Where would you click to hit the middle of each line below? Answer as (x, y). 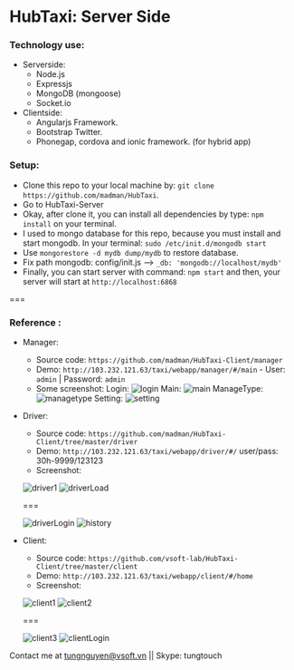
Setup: (24, 165)
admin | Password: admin (81, 379)
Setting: (109, 398)
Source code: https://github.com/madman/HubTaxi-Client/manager (159, 360)
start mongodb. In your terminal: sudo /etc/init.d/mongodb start (144, 243)
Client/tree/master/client (87, 567)
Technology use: (47, 45)
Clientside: (43, 113)
